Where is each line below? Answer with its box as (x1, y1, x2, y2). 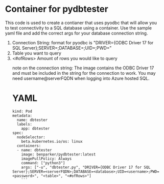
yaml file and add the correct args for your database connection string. (5, 30, 148, 36)
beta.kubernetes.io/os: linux (21, 139, 83, 144)
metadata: (12, 113, 33, 118)
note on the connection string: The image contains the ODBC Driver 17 (12, 65, 154, 71)
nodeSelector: (17, 134, 46, 140)
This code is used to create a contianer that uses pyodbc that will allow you (5, 20, 157, 26)
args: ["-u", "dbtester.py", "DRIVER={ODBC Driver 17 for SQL (21, 165, 151, 170)
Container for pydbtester (5, 3, 109, 15)
